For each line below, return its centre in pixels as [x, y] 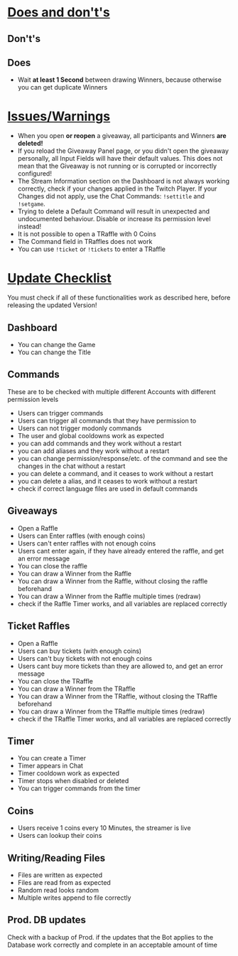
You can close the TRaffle [55, 681]
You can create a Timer [52, 758]
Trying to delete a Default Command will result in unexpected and [114, 211]
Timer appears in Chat [50, 766]
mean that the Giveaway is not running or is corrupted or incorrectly [117, 166]
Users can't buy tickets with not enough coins [85, 658]
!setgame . [32, 204]
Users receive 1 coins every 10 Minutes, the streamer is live [104, 828]
